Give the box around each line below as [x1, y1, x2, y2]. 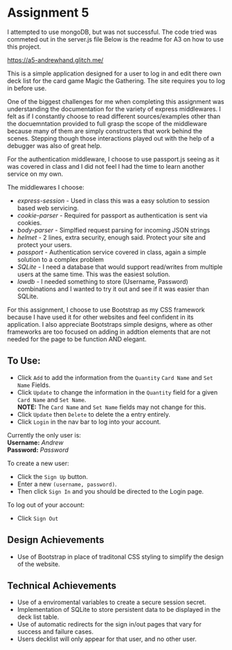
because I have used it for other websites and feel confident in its [7, 313, 194, 321]
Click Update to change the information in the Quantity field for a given [17, 388, 218, 396]
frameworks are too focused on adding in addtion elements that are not [7, 327, 211, 336]
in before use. [7, 84, 47, 92]
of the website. [17, 559, 60, 568]
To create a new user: [7, 459, 69, 467]
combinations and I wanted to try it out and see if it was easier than [17, 285, 209, 293]
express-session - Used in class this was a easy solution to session [17, 196, 210, 205]
